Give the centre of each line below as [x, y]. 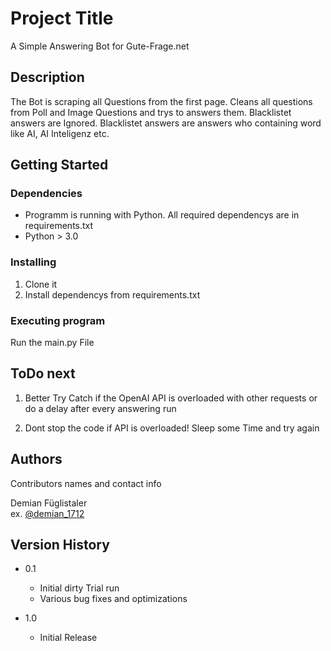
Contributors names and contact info [86, 483]
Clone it [41, 284]
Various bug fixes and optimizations [113, 599]
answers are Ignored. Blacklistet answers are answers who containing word [166, 123]
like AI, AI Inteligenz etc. [60, 133]
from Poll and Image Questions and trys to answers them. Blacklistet [151, 112]
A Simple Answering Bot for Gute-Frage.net [100, 46]
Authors [36, 459]
